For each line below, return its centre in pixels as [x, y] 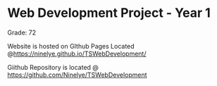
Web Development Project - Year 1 [109, 13]
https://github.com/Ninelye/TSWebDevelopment [77, 75]
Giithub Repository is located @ [53, 67]
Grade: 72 [22, 32]
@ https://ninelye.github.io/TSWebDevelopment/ [77, 54]
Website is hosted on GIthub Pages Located [71, 46]
